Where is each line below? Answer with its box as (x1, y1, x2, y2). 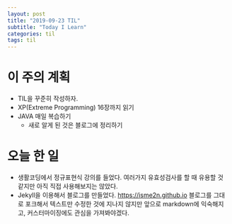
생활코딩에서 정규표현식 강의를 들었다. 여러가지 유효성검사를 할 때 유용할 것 (17, 173, 224, 181)
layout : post (7, 10, 46, 18)
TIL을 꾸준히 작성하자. (17, 94, 79, 103)
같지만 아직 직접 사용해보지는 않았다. (17, 182, 118, 190)
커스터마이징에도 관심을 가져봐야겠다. (27, 208, 129, 217)
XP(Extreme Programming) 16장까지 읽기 (17, 103, 134, 112)
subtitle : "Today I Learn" (7, 23, 87, 30)
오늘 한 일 (7, 148, 59, 164)
